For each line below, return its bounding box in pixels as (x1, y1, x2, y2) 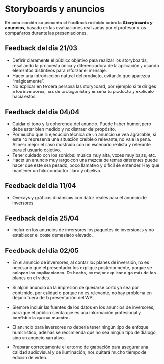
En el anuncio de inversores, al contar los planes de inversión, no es (12, 259, 149, 265)
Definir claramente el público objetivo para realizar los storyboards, (12, 57, 148, 63)
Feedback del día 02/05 (5, 246, 79, 255)
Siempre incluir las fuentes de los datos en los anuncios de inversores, (12, 304, 155, 310)
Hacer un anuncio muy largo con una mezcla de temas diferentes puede (12, 157, 158, 163)
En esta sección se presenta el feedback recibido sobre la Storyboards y (5, 20, 153, 25)
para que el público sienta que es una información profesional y (12, 310, 141, 315)
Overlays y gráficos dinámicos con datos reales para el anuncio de (12, 195, 147, 201)
